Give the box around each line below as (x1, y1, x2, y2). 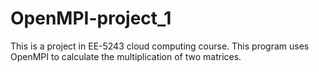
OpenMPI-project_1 (10, 7, 172, 30)
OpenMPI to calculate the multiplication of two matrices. (10, 50, 242, 62)
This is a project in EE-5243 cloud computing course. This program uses (10, 40, 310, 52)
